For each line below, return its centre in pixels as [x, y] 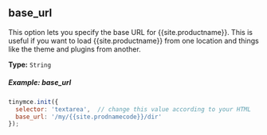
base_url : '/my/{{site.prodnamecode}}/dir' [88, 117]
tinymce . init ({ [33, 102]
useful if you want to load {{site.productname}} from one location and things [133, 40]
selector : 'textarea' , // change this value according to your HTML [133, 109]
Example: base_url [40, 83]
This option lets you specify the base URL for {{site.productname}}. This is [131, 32]
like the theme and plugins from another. [75, 49]
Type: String [30, 64]
